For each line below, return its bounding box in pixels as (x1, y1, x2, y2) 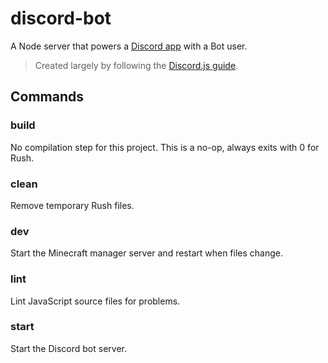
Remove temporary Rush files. (10, 199, 135, 211)
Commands (10, 88, 85, 106)
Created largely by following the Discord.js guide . (34, 59, 239, 71)
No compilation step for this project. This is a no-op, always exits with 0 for (10, 141, 320, 153)
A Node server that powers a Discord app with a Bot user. (10, 40, 248, 52)
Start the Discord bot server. (10, 342, 127, 354)
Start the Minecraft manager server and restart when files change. (10, 247, 283, 259)
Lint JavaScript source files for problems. (10, 295, 181, 307)
